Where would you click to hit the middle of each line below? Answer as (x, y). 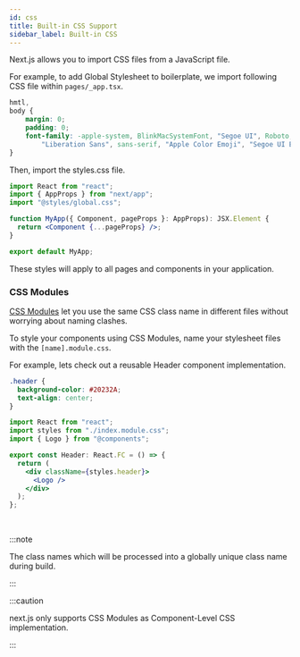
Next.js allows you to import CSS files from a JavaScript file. (120, 60)
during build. (33, 566)
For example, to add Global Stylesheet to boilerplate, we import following (143, 77)
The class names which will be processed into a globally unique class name (148, 557)
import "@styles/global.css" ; (66, 203)
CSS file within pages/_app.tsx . (66, 87)
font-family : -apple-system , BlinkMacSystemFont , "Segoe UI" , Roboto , (159, 136)
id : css (24, 17)
